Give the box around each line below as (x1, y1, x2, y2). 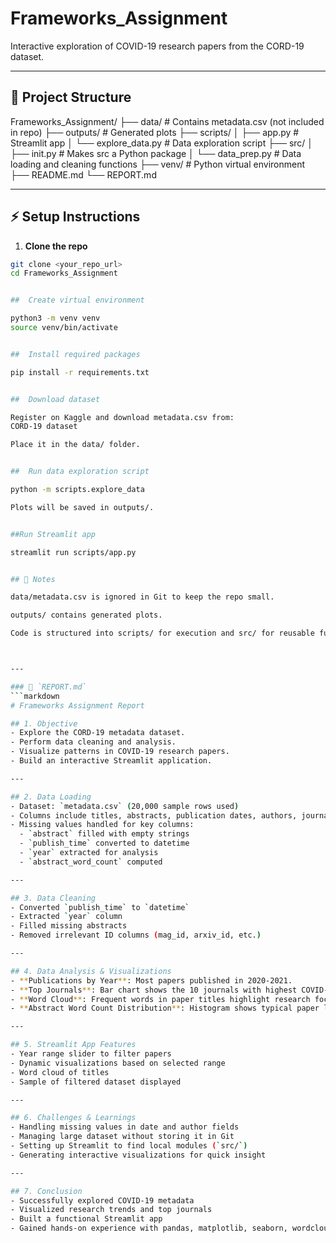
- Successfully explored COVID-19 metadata (10, 1195, 195, 1206)
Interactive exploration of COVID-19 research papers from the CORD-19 (10, 40, 305, 52)
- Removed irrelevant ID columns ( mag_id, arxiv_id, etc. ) (10, 930, 262, 941)
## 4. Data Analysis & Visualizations (10, 966, 172, 976)
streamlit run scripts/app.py (10, 547, 137, 557)
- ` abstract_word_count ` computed (19, 857, 163, 867)
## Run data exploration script (10, 467, 150, 477)
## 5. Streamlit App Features (10, 1040, 137, 1050)
